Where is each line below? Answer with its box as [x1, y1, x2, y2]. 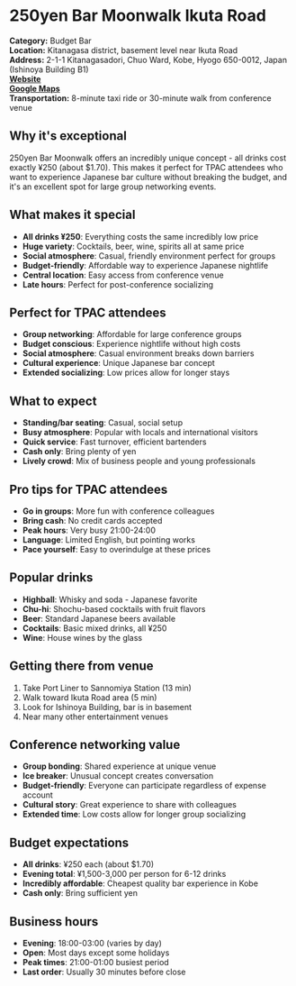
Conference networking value [9, 737, 181, 753]
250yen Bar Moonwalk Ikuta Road [9, 5, 267, 26]
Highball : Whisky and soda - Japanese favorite [22, 594, 198, 605]
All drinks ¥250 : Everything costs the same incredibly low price [22, 231, 259, 242]
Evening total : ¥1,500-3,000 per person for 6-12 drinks [22, 869, 227, 880]
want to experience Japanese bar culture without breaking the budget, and [9, 171, 288, 182]
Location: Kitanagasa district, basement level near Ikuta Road [9, 44, 238, 55]
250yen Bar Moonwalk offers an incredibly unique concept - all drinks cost [9, 152, 286, 163]
